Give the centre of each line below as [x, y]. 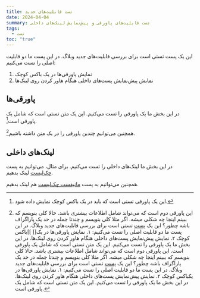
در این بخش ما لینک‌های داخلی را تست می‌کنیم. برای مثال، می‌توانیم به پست [89, 166]
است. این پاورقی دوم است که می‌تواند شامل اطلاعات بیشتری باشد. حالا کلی [99, 250]
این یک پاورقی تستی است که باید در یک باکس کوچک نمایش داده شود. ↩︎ [94, 201]
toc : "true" [21, 39]
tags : [13, 28]
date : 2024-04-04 [28, 17]
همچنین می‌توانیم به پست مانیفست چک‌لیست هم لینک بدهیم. [72, 184]
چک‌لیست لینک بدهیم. [30, 172]
